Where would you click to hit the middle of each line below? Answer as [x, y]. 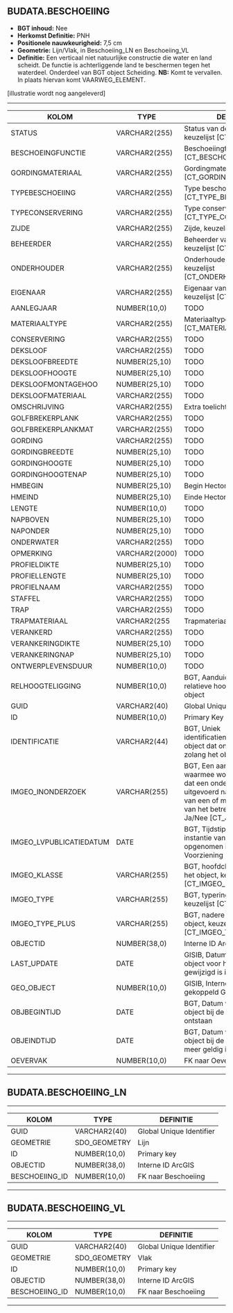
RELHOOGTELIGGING [46, 686]
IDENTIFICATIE [35, 741]
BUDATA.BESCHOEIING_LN [67, 1093]
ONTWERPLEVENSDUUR [51, 666]
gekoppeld [201, 992]
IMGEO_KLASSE [37, 875]
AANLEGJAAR [34, 308]
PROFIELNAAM [35, 587]
